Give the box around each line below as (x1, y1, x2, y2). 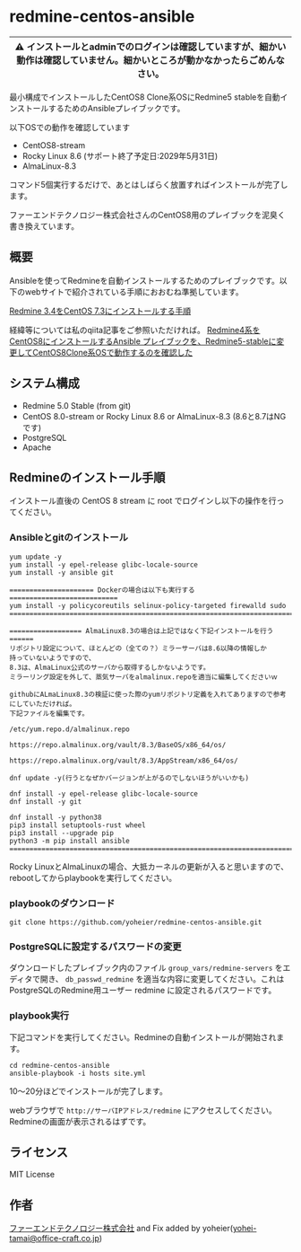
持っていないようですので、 (9, 653, 96, 662)
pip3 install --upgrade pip (9, 828, 115, 837)
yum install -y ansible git (9, 568, 115, 577)
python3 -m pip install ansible (9, 836, 130, 845)
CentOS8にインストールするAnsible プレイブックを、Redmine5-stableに (9, 335, 277, 347)
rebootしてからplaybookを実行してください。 (9, 872, 177, 883)
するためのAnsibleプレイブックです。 (47, 102, 185, 113)
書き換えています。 (9, 220, 79, 231)
